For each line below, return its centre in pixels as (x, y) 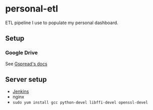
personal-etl (32, 9)
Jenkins (21, 91)
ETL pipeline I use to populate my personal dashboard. (62, 23)
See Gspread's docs (26, 64)
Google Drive (21, 53)
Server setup (26, 80)
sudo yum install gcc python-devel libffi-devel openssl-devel (80, 103)
